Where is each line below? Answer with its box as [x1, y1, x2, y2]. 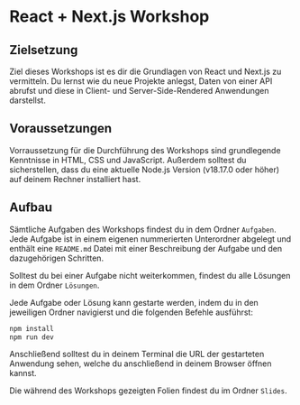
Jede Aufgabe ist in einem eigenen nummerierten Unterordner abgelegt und [9, 233, 292, 244]
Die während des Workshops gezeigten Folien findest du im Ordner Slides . [9, 385, 287, 396]
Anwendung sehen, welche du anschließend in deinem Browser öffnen [9, 358, 272, 369]
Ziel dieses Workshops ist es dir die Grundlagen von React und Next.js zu [9, 66, 282, 77]
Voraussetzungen [9, 121, 113, 136]
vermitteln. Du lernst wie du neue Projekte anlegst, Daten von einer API [9, 76, 273, 87]
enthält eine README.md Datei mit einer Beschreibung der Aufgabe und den [9, 243, 282, 253]
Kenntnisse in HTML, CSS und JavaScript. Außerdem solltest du [9, 154, 247, 165]
